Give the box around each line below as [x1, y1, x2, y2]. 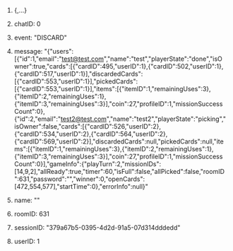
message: [13, 47, 43, 55]
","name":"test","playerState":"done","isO [103, 54, 222, 63]
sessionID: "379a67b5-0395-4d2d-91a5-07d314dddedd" [13, 223, 181, 232]
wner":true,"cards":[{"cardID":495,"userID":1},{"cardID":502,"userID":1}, [13, 62, 224, 70]
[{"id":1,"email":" [13, 54, 62, 63]
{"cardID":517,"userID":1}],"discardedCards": [13, 70, 143, 78]
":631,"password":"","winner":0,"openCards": [13, 175, 145, 183]
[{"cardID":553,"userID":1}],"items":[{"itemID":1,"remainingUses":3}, [13, 85, 211, 93]
